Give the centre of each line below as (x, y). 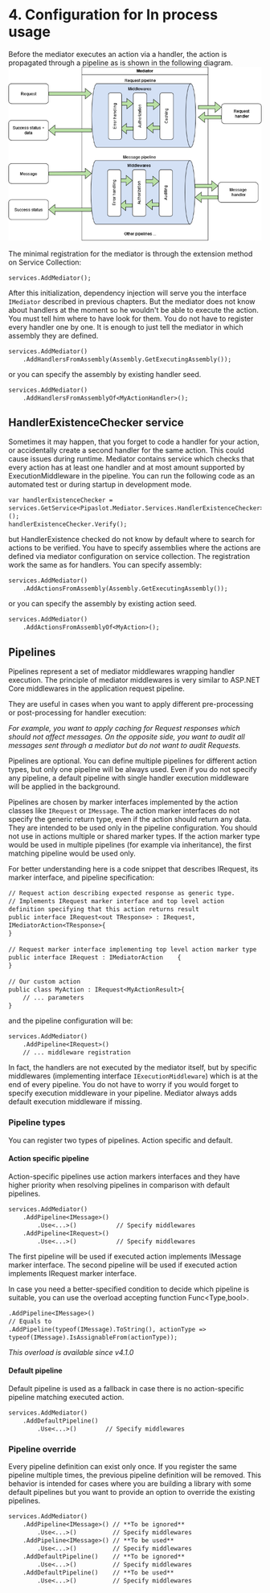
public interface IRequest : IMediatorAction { (95, 958)
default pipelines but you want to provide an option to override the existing (132, 1492)
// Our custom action (45, 982)
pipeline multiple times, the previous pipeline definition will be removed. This (135, 1475)
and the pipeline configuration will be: (71, 1021)
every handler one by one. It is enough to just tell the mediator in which (126, 326)
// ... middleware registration (77, 1053)
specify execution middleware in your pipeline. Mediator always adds (123, 1093)
